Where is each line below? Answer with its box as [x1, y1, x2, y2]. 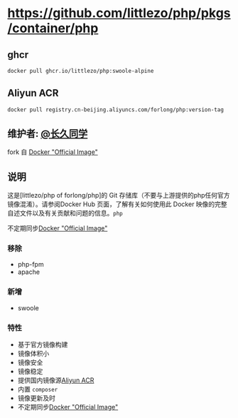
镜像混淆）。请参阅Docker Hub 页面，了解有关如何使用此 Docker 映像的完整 [7, 200, 227, 208]
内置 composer [17, 385, 58, 394]
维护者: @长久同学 [7, 127, 88, 140]
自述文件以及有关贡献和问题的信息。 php [7, 209, 123, 218]
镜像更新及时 [17, 394, 55, 402]
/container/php [7, 20, 99, 36]
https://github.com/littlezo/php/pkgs [7, 5, 231, 21]
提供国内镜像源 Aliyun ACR [17, 376, 94, 384]
